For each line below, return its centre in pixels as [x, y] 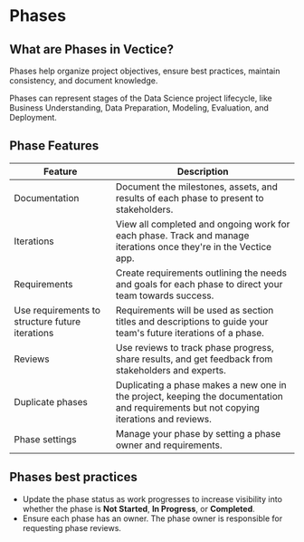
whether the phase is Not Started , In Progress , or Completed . [138, 508]
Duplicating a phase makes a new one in [201, 384]
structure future [47, 321]
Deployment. [33, 117]
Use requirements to [57, 310]
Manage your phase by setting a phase [199, 433]
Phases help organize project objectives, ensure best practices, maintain [145, 71]
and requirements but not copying [188, 407]
